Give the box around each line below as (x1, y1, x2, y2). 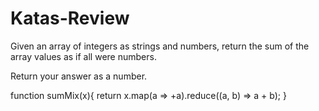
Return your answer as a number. (10, 70, 148, 82)
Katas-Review (10, 7, 130, 30)
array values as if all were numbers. (10, 50, 157, 62)
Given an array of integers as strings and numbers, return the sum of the (10, 40, 310, 52)
